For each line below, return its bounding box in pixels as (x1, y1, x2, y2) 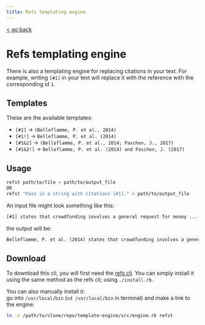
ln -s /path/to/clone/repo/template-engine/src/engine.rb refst (6, 313, 173, 319)
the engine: (6, 301, 35, 309)
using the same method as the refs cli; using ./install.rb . (6, 276, 154, 283)
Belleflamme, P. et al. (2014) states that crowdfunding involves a (6, 236, 184, 243)
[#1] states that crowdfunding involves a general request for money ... (6, 213, 198, 220)
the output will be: (6, 224, 52, 232)
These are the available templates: (6, 114, 93, 122)
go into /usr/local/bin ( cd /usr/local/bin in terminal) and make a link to (6, 294, 190, 302)
